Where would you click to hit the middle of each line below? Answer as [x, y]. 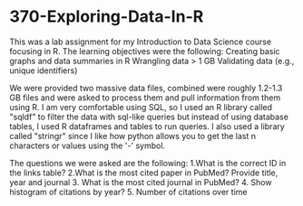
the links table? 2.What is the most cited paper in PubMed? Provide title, [144, 173]
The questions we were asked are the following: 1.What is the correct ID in [148, 163]
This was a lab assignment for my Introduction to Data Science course [141, 42]
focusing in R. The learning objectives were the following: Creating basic [145, 51]
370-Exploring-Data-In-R [107, 17]
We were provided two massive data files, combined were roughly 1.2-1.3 [146, 88]
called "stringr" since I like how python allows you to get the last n [133, 136]
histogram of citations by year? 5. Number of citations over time [128, 192]
